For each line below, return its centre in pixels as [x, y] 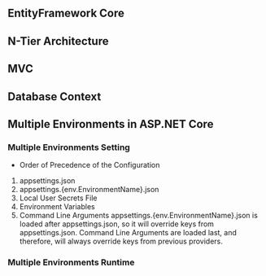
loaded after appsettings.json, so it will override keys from [117, 224]
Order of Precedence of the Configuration [89, 165]
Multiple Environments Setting [69, 147]
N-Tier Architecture [58, 41]
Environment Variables [57, 207]
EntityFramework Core [66, 13]
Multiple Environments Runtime [71, 262]
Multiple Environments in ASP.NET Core [111, 124]
